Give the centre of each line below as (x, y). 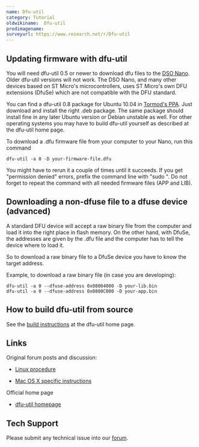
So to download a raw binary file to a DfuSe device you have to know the (96, 256)
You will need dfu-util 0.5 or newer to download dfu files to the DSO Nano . (98, 73)
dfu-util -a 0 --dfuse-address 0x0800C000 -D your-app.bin (82, 291)
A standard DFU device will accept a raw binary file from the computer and (99, 226)
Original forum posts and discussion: (52, 358)
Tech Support (32, 423)
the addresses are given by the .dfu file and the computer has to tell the (95, 238)
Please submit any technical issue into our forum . (67, 438)
